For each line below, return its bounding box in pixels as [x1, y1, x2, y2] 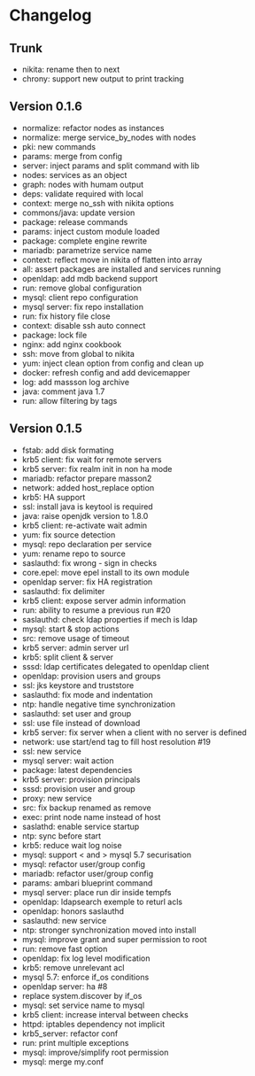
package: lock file [21, 329, 88, 340]
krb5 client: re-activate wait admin [21, 520, 148, 530]
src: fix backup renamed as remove [21, 802, 152, 813]
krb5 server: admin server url [21, 642, 129, 653]
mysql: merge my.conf [21, 1056, 104, 1067]
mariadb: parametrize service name [21, 244, 152, 255]
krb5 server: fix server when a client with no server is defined [21, 727, 247, 738]
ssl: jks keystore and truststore [21, 679, 135, 691]
